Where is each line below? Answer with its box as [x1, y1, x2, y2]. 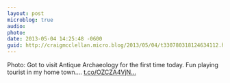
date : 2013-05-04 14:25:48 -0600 [7, 36, 103, 43]
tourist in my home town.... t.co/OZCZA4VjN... [7, 68, 137, 76]
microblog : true [7, 16, 53, 23]
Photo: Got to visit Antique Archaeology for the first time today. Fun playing [7, 61, 219, 69]
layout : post [7, 10, 44, 17]
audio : [7, 23, 26, 29]
